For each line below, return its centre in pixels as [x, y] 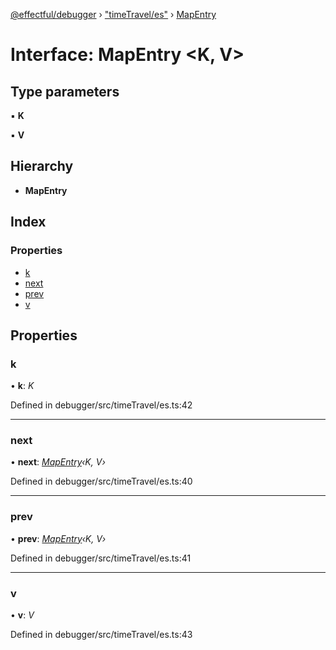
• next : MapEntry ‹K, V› [58, 462]
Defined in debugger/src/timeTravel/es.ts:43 [101, 635]
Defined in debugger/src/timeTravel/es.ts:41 [101, 558]
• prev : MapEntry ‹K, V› [58, 538]
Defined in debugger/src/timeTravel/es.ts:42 [101, 405]
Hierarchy [42, 166]
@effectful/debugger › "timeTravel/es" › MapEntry [113, 14]
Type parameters [65, 91]
